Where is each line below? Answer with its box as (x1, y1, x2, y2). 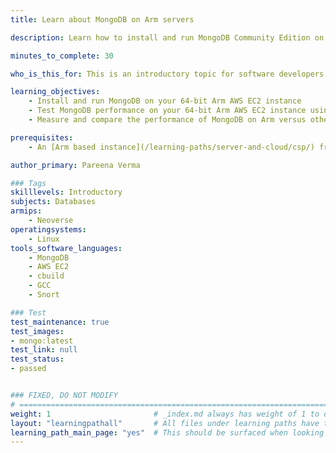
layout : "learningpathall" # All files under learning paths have (10, 418, 320, 428)
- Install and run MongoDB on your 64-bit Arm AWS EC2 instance (28, 96, 302, 106)
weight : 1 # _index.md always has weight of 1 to (10, 409, 320, 419)
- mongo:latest (10, 336, 74, 346)
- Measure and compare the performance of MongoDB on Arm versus (28, 115, 307, 125)
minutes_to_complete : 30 (10, 51, 114, 61)
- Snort (28, 290, 60, 300)
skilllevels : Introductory (10, 187, 123, 198)
